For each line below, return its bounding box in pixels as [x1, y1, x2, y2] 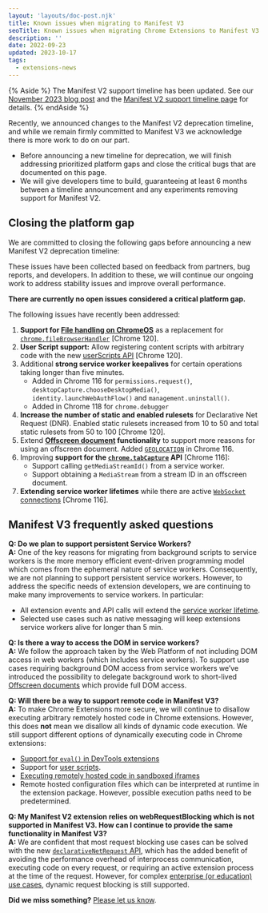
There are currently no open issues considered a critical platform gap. [8, 293, 246, 304]
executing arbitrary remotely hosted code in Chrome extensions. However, [8, 713, 254, 723]
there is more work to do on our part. [8, 135, 130, 145]
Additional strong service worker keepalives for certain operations [19, 359, 242, 369]
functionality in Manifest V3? [8, 829, 108, 839]
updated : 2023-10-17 [8, 49, 78, 57]
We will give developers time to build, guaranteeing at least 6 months [19, 176, 248, 185]
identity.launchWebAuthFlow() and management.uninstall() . [31, 393, 230, 402]
